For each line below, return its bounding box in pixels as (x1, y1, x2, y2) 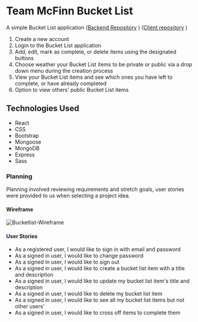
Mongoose (14, 138, 42, 145)
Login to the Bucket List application (14, 42, 102, 49)
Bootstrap (14, 132, 39, 139)
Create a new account (14, 35, 70, 42)
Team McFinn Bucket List (6, 4, 133, 18)
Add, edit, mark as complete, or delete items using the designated (14, 48, 177, 55)
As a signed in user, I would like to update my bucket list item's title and (14, 277, 190, 284)
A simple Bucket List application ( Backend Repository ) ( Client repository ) (6, 24, 188, 31)
